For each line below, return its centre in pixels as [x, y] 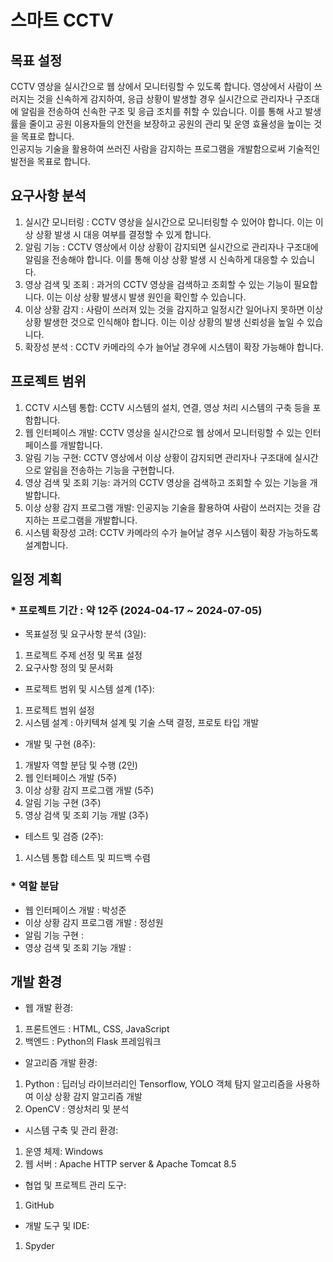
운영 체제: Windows [64, 1152]
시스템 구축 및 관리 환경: [71, 1130]
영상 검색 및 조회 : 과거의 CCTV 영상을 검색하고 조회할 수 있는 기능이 [158, 284]
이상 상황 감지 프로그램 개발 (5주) [89, 790]
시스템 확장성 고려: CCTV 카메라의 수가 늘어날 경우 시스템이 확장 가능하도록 [171, 532]
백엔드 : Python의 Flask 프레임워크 [93, 1042]
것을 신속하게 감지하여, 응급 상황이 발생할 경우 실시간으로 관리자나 [164, 99]
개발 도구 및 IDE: [57, 1226]
